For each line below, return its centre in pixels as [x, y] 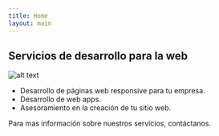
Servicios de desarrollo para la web [98, 56]
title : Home [28, 16]
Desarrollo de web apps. [61, 99]
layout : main [30, 23]
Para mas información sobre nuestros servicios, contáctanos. [109, 124]
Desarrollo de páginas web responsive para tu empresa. [113, 91]
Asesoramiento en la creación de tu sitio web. [95, 108]
